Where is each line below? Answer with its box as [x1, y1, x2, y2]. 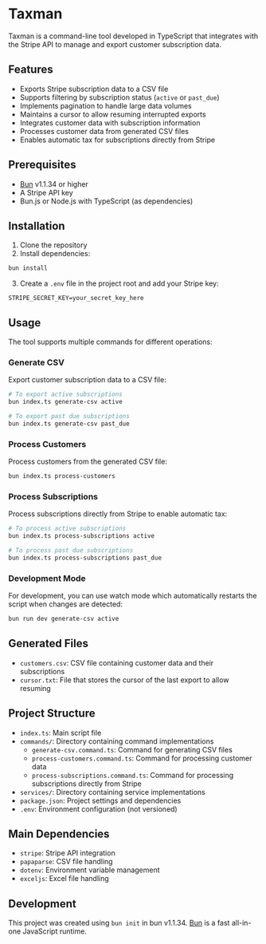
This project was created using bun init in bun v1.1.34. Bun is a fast [8, 918, 230, 928]
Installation [8, 219, 65, 232]
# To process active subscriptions [8, 524, 127, 533]
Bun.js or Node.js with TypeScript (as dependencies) [19, 196, 194, 206]
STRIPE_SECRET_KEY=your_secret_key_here [8, 294, 145, 302]
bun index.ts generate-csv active [8, 398, 123, 406]
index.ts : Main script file [19, 728, 102, 737]
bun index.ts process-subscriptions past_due [8, 554, 162, 562]
